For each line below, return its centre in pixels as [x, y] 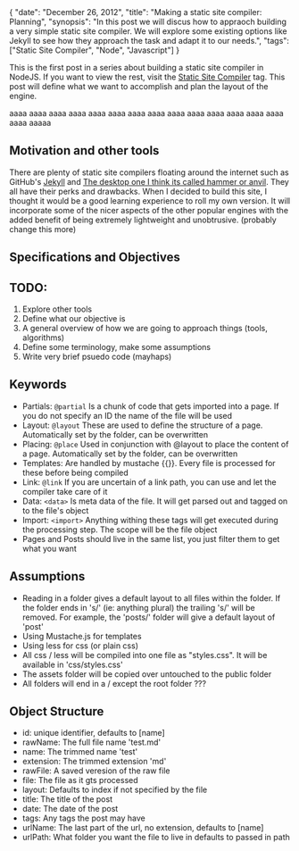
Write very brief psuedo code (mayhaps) [97, 357]
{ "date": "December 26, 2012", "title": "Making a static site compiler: [136, 12]
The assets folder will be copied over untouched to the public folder [147, 674]
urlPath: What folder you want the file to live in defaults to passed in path [156, 838]
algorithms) [43, 338]
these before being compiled [75, 472]
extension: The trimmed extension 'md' [94, 762]
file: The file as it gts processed [80, 780]
